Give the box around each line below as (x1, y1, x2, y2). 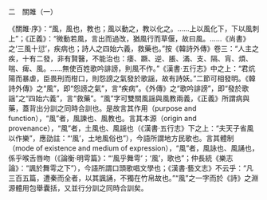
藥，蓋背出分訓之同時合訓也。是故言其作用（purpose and (8, 104, 197, 113)
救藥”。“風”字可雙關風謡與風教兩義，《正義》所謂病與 (76, 94, 250, 103)
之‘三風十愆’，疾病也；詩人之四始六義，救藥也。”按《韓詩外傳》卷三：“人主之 (8, 44, 259, 53)
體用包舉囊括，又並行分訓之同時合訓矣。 (14, 183, 148, 193)
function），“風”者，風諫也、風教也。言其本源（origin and (8, 114, 197, 123)
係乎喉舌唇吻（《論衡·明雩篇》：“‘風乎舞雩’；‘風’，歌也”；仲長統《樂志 (8, 154, 234, 163)
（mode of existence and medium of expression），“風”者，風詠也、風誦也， (8, 143, 259, 153)
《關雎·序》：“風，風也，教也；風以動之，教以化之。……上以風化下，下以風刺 (8, 24, 260, 33)
